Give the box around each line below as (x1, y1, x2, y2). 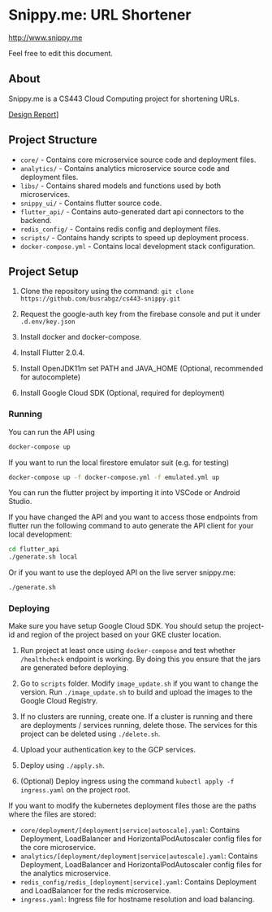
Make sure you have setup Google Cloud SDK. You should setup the (8, 621, 236, 631)
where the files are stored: (8, 809, 97, 819)
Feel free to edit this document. (8, 48, 114, 58)
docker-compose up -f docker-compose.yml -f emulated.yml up (8, 473, 220, 481)
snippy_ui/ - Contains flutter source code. (19, 198, 162, 208)
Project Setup (8, 265, 80, 278)
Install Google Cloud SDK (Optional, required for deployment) (19, 388, 225, 398)
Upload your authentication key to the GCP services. (19, 745, 196, 755)
